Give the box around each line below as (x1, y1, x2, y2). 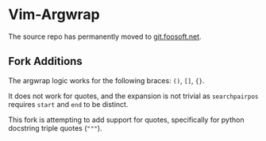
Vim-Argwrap (8, 6, 101, 24)
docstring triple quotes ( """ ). (8, 123, 102, 132)
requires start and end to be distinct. (8, 99, 129, 109)
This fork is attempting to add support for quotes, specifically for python (8, 115, 245, 124)
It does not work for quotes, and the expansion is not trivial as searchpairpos (8, 91, 259, 101)
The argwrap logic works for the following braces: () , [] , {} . (8, 75, 205, 85)
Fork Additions (8, 55, 83, 68)
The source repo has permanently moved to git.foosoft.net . (8, 32, 202, 41)
